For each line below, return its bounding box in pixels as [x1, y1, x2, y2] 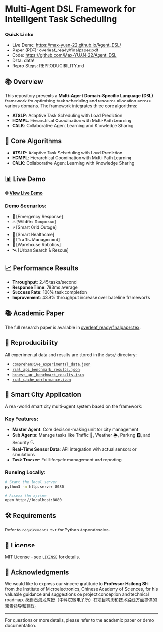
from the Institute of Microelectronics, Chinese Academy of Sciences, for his [5, 586, 158, 592]
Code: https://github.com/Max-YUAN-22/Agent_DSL [12, 52, 117, 58]
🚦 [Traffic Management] [12, 237, 60, 242]
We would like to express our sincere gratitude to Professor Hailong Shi [5, 581, 149, 586]
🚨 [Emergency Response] [12, 214, 63, 220]
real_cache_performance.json [12, 377, 71, 382]
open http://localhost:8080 [5, 497, 62, 502]
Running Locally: [5, 469, 46, 476]
